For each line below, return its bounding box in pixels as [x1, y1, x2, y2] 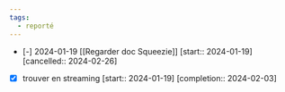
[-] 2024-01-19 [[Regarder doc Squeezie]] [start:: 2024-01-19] [22, 46, 254, 56]
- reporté [17, 21, 54, 30]
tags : [9, 13, 30, 22]
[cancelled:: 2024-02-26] [22, 55, 118, 66]
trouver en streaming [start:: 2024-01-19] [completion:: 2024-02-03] [22, 72, 277, 83]
